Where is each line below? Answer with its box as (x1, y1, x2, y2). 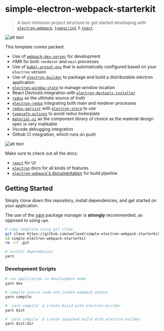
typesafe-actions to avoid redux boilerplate (12, 110, 100, 116)
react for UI (12, 160, 36, 165)
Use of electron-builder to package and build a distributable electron (12, 74, 153, 80)
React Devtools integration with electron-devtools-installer (12, 90, 136, 95)
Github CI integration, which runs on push (12, 131, 96, 137)
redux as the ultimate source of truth (12, 95, 85, 101)
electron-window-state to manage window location (12, 84, 115, 90)
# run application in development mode (5, 277, 86, 282)
